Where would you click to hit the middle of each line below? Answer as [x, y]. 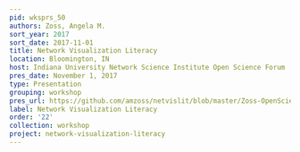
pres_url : [28, 101]
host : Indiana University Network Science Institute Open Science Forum [147, 68]
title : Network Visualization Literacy [83, 51]
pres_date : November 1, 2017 [63, 76]
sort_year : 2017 [39, 34]
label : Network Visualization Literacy [83, 109]
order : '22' [31, 117]
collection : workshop [50, 126]
